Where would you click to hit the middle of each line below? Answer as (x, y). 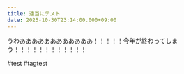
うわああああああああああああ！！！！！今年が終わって (86, 40)
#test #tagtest (27, 63)
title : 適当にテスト (34, 13)
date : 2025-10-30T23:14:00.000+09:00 (62, 20)
